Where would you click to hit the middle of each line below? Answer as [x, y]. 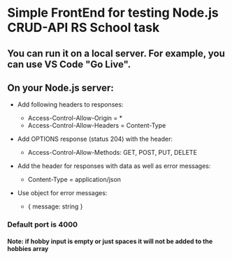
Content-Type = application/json [74, 180]
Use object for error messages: [62, 193]
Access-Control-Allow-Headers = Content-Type [97, 125]
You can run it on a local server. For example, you [116, 53]
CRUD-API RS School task [84, 28]
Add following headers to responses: [70, 105]
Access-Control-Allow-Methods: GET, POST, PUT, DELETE [113, 153]
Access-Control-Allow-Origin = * [75, 118]
